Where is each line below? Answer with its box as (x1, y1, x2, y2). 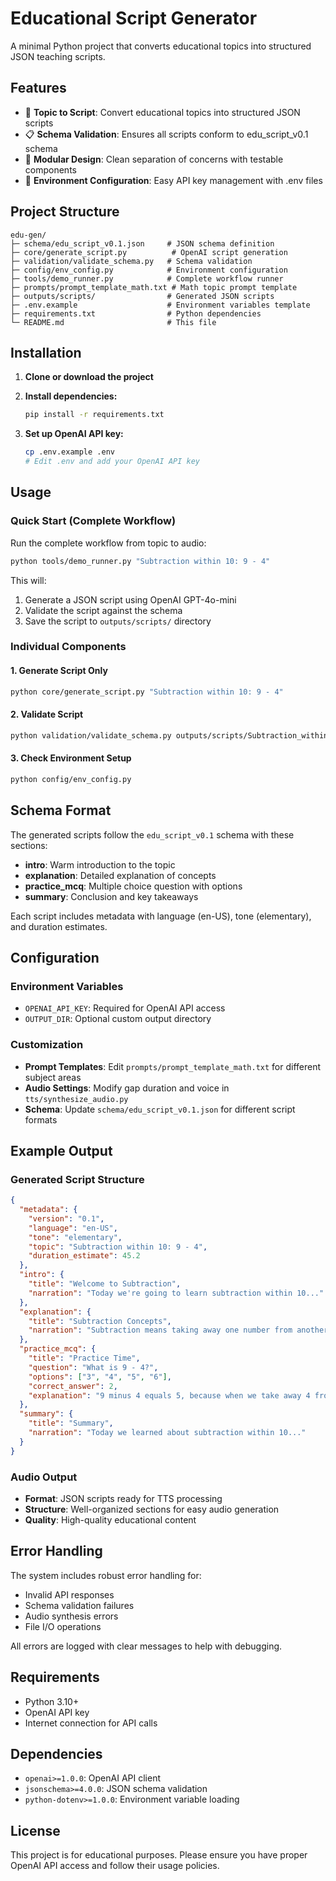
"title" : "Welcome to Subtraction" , (28, 1279, 182, 1289)
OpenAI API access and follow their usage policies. (10, 1860, 220, 1872)
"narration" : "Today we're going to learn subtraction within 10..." (28, 1288, 325, 1298)
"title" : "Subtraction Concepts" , (28, 1316, 172, 1326)
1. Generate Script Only (10, 665, 108, 677)
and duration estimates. (10, 920, 108, 932)
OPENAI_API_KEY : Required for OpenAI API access (24, 1002, 226, 1014)
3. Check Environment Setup (10, 752, 132, 764)
